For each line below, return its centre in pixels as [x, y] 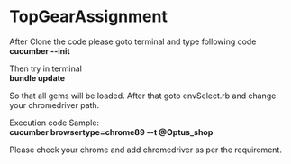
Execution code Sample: [55, 123]
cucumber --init [40, 50]
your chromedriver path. [55, 105]
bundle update [37, 77]
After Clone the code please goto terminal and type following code [133, 41]
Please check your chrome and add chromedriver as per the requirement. [145, 150]
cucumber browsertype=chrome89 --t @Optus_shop [111, 132]
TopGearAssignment [89, 17]
